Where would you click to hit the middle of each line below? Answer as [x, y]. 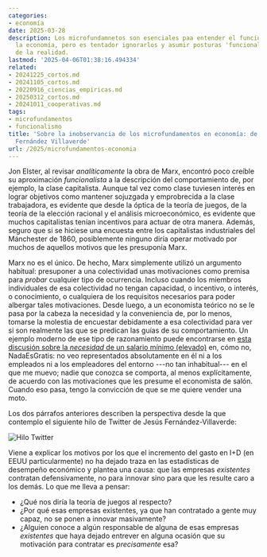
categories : [28, 16]
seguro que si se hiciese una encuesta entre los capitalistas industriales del [132, 231]
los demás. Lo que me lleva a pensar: [69, 487]
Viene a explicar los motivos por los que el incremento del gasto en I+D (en [131, 453]
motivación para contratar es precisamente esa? [99, 544]
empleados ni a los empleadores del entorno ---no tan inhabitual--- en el [128, 364]
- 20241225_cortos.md [44, 75]
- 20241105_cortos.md [44, 82]
